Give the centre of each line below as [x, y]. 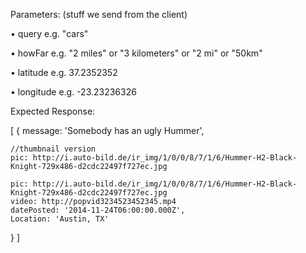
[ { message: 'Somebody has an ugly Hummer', [107, 130]
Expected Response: [53, 111]
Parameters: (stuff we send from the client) [99, 14]
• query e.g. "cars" [49, 33]
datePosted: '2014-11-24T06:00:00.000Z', [98, 210]
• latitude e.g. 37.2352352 [64, 72]
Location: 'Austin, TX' [60, 219]
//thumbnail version [53, 149]
